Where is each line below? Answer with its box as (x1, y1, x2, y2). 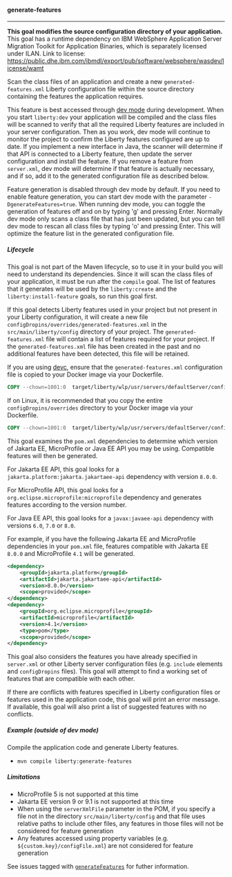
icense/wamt (7, 64, 44, 73)
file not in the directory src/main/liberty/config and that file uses (17, 812, 206, 820)
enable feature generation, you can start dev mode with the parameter (7, 192, 207, 201)
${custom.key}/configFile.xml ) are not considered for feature (17, 842, 193, 850)
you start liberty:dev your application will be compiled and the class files (7, 113, 217, 121)
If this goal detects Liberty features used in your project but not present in (7, 305, 217, 314)
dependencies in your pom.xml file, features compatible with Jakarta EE (7, 542, 209, 550)
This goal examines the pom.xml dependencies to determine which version (7, 437, 218, 445)
